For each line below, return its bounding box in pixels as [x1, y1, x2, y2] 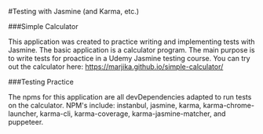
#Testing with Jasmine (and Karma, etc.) [8, 7, 140, 16]
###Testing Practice [8, 78, 75, 86]
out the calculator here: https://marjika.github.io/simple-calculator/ [8, 62, 224, 71]
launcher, [8, 109, 38, 118]
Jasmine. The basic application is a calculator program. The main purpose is [8, 45, 255, 54]
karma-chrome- [203, 101, 255, 110]
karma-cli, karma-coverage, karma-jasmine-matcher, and [39, 109, 226, 118]
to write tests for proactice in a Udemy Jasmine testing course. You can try [8, 54, 250, 63]
